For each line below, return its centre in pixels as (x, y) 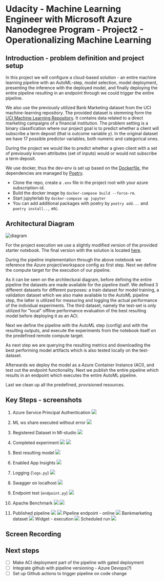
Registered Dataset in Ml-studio (44, 432)
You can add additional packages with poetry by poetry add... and (80, 203)
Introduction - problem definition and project (75, 58)
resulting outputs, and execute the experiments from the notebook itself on (81, 330)
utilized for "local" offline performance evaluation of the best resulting (76, 310)
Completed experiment (36, 442)
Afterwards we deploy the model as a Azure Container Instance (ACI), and (80, 365)
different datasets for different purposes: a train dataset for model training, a (82, 290)
